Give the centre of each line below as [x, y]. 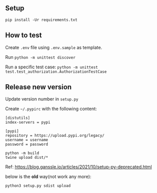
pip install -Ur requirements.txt [42, 20]
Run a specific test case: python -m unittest [52, 67]
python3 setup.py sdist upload [38, 186]
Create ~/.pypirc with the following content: [51, 109]
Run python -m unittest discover [40, 57]
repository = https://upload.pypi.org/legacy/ [55, 136]
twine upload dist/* [27, 158]
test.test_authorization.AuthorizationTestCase [56, 72]
